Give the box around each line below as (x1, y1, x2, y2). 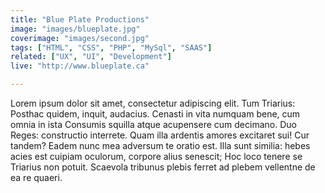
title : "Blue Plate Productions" (10, 14, 150, 25)
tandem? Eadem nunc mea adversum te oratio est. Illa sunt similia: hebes (10, 140, 311, 151)
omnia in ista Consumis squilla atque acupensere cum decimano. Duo (10, 119, 297, 130)
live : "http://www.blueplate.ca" (10, 61, 150, 71)
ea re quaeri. (10, 172, 63, 183)
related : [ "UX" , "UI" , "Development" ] (10, 52, 172, 62)
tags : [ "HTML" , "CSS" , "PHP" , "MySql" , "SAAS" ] (10, 42, 213, 53)
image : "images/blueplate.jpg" (10, 24, 141, 34)
